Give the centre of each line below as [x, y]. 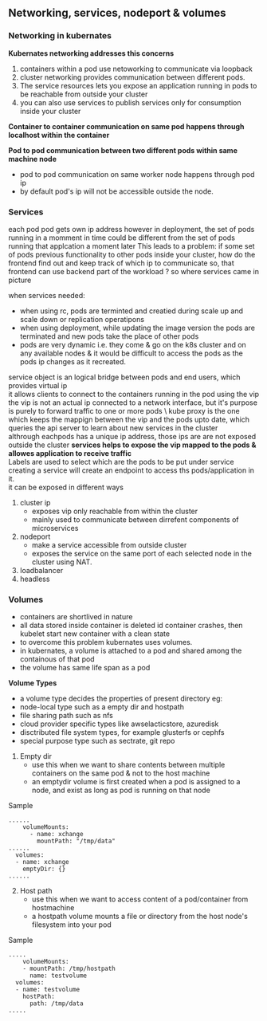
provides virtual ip [38, 385]
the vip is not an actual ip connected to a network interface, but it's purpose [133, 403]
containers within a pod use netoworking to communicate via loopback [136, 69]
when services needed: [47, 295]
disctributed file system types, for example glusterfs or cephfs [122, 732]
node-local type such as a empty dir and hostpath [102, 707]
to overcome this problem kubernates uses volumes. [106, 642]
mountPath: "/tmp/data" [76, 841]
